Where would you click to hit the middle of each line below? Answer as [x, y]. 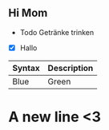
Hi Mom [28, 13]
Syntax [26, 68]
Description [71, 68]
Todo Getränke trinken [57, 32]
